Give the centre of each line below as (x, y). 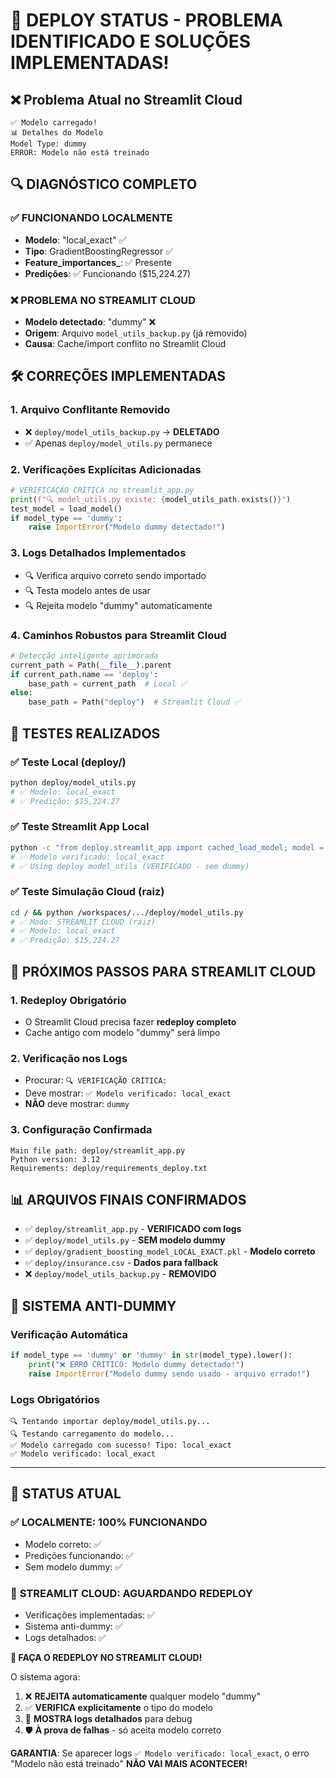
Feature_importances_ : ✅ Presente (98, 262)
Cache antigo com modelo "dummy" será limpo (122, 1032)
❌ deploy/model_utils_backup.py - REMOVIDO (120, 1274)
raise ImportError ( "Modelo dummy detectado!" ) (127, 527)
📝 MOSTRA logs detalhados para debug (108, 1718)
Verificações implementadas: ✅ (89, 1615)
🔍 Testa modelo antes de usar (87, 590)
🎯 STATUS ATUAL (66, 1494)
